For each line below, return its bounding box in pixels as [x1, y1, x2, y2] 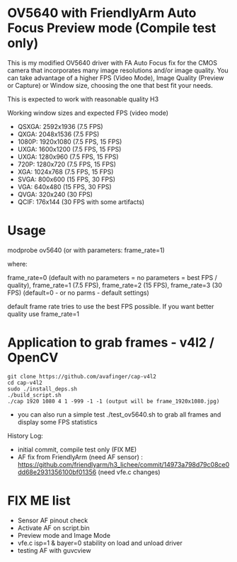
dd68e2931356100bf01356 [17, 468, 97, 476]
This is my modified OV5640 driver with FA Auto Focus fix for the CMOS [7, 58, 218, 67]
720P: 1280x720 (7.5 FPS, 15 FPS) [17, 159, 117, 168]
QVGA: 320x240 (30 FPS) [17, 190, 93, 198]
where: [7, 259, 28, 268]
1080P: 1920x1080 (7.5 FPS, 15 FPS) [17, 137, 122, 146]
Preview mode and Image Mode [17, 531, 111, 539]
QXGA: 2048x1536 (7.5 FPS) [17, 130, 100, 138]
